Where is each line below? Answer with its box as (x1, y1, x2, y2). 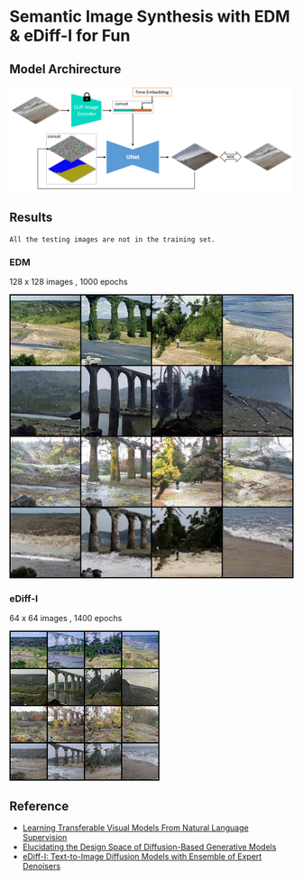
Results (9, 210, 53, 225)
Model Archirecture (9, 61, 122, 77)
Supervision (22, 832, 68, 843)
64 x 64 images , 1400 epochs (9, 613, 123, 624)
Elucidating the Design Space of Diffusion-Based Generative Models (22, 841, 277, 853)
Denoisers (22, 861, 61, 872)
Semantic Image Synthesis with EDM (9, 6, 290, 27)
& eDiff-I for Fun (9, 25, 131, 46)
